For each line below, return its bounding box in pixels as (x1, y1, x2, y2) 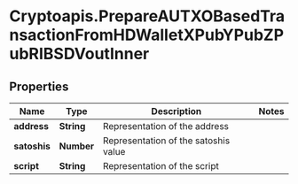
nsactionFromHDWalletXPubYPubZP (9, 25, 285, 45)
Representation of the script (102, 160, 219, 172)
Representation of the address (102, 120, 229, 132)
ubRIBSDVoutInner (9, 44, 150, 64)
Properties (9, 79, 69, 94)
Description (151, 105, 202, 117)
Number (59, 140, 95, 152)
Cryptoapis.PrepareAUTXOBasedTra (9, 6, 286, 27)
